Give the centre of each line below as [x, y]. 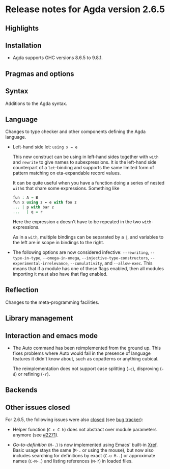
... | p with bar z [33, 207]
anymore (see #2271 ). [35, 435]
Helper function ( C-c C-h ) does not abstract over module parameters [84, 430]
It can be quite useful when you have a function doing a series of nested [88, 183]
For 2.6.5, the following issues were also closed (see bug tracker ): [74, 420]
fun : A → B [25, 198]
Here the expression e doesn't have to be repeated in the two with [82, 222]
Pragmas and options [40, 74]
